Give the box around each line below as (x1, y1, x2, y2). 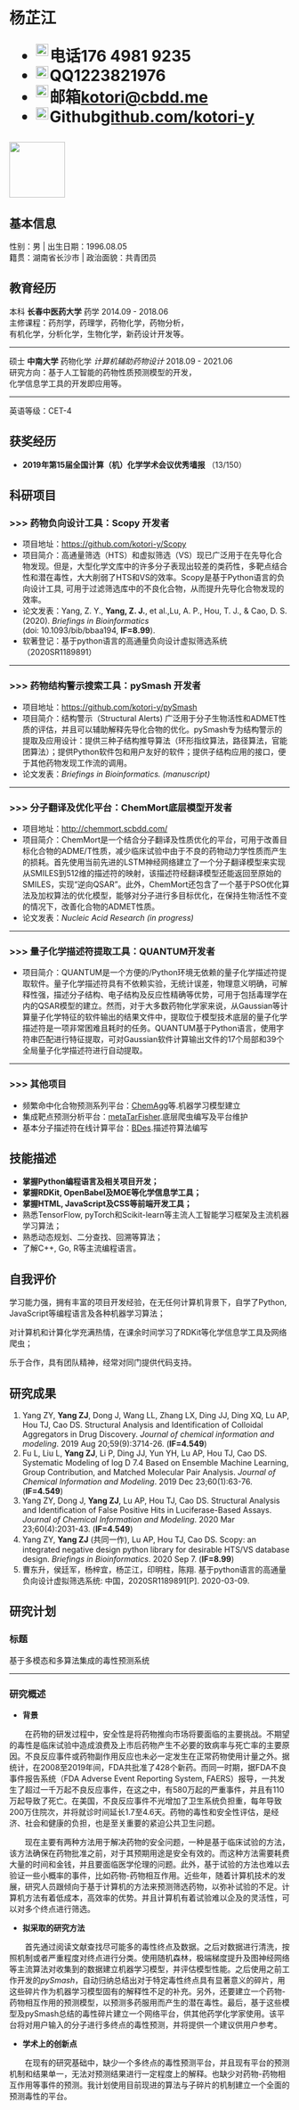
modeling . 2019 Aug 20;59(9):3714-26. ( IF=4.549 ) (21, 1438, 207, 1449)
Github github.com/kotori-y (49, 107, 255, 127)
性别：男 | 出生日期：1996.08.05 (9, 242, 127, 251)
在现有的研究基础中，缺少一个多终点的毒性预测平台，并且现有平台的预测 (25, 2057, 290, 2068)
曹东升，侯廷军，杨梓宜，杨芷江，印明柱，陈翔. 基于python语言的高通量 (21, 1564, 287, 1574)
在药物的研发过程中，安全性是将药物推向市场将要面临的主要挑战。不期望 (25, 1728, 290, 1739)
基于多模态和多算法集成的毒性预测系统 (9, 1654, 149, 1665)
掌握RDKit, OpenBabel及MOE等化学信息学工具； (21, 1187, 202, 1198)
